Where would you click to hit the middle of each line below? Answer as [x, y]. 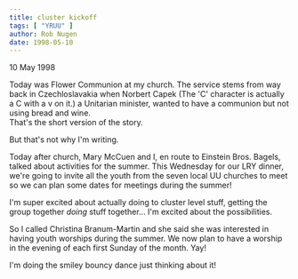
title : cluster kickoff [53, 17]
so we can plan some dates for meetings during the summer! [121, 185]
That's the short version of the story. [77, 123]
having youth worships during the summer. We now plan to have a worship [146, 239]
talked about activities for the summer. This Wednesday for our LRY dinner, [147, 166]
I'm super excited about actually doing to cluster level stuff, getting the [138, 203]
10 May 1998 [32, 68]
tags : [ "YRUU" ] [41, 26]
